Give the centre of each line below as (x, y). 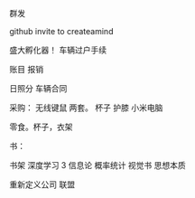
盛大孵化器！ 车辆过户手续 (58, 50)
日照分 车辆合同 (38, 88)
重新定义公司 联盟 (42, 184)
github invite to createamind (61, 31)
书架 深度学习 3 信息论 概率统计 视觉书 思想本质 (98, 165)
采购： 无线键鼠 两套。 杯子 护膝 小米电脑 (86, 108)
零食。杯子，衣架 (41, 127)
